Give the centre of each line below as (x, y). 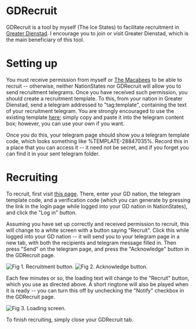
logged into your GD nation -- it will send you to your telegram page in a (93, 236)
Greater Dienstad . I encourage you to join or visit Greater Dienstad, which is (97, 33)
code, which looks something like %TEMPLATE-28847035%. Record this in (97, 141)
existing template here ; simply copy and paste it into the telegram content (95, 117)
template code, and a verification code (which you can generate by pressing (98, 200)
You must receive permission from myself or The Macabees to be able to (94, 79)
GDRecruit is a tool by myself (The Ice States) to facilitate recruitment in (93, 27)
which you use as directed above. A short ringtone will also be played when (97, 284)
